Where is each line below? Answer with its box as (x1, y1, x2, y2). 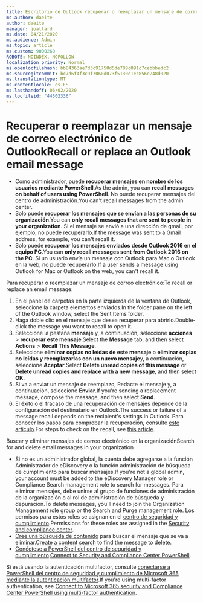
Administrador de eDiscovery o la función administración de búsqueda (14, 461, 191, 469)
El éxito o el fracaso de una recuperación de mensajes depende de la (14, 400, 188, 407)
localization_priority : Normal (6, 59, 85, 65)
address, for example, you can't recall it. (14, 235, 115, 242)
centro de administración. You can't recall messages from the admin (14, 197, 184, 204)
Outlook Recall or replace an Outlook (6, 144, 192, 158)
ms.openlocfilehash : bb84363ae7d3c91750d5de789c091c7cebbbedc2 (6, 65, 169, 71)
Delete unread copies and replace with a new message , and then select (14, 368, 196, 375)
